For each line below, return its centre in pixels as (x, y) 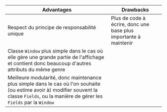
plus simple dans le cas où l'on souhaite (54, 84)
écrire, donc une (130, 24)
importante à (126, 37)
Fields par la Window (31, 102)
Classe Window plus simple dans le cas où (55, 51)
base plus (123, 30)
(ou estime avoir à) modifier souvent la (53, 90)
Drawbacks (135, 10)
